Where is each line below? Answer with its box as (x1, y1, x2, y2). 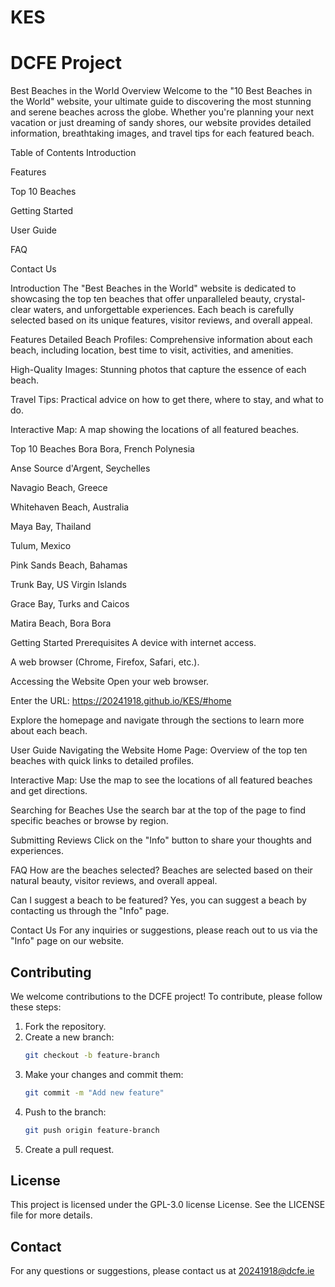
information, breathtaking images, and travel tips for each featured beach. (10, 127, 315, 140)
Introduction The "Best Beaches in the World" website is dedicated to (10, 282, 297, 295)
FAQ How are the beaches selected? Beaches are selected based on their (10, 864, 313, 876)
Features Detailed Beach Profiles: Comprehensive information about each (10, 334, 313, 346)
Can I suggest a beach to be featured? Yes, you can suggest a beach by (10, 894, 307, 906)
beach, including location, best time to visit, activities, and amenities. (10, 344, 294, 356)
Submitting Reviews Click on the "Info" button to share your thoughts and (10, 834, 312, 846)
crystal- (273, 293, 307, 305)
